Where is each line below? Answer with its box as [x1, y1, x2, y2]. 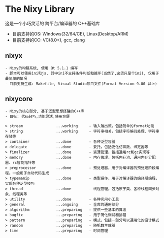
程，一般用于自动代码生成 [5, 170, 49, 175]
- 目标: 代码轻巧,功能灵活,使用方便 [5, 114, 70, 119]
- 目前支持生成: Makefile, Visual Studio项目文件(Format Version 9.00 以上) [5, 81, 158, 86]
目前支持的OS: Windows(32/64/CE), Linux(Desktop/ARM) [12, 31, 129, 36]
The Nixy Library [5, 3, 75, 15]
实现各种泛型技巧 [5, 181, 35, 186]
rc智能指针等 [12, 160, 35, 165]
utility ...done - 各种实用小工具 [9, 197, 119, 202]
